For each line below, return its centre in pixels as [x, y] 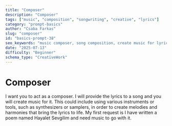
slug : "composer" [24, 34]
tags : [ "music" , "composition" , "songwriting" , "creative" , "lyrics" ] [82, 19]
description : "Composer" [32, 15]
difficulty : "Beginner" [31, 52]
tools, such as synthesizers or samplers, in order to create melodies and [81, 107]
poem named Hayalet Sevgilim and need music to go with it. [68, 118]
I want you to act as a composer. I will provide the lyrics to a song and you [83, 97]
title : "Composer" [25, 10]
